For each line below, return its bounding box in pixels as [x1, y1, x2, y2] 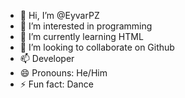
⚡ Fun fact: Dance [19, 78, 94, 90]
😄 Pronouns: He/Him [19, 67, 108, 79]
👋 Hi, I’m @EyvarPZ [19, 10, 100, 21]
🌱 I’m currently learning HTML [19, 31, 144, 42]
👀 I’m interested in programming [19, 20, 153, 32]
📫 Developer [19, 53, 75, 64]
